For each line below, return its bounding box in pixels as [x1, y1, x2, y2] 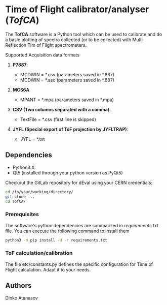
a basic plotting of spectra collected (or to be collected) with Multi [5, 37, 143, 43]
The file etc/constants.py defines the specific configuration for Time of [5, 261, 153, 267]
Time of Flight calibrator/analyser [5, 4, 149, 15]
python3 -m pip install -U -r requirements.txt [5, 237, 108, 242]
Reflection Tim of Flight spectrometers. [5, 42, 87, 48]
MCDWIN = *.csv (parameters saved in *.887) [20, 71, 115, 77]
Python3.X [12, 164, 35, 170]
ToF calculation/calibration [5, 250, 73, 257]
